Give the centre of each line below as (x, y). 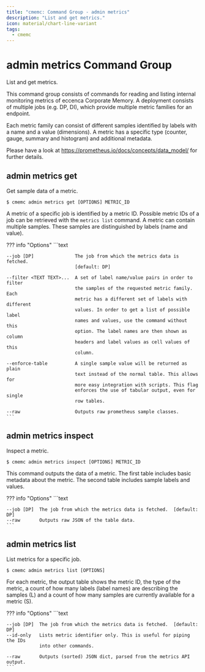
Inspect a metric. (28, 451)
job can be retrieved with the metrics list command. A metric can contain (101, 220)
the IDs (16, 640)
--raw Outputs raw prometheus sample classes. (93, 411)
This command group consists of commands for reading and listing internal (101, 94)
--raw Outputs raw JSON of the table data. (71, 520)
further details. (25, 157)
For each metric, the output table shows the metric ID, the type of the (94, 582)
